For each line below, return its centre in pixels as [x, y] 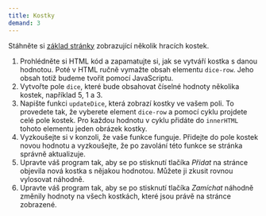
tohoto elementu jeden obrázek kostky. [83, 129]
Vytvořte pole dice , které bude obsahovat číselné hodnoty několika [129, 86]
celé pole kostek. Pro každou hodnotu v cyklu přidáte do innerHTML [129, 120]
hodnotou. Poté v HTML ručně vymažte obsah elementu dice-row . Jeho [137, 69]
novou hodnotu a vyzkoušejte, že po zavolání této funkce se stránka [131, 145]
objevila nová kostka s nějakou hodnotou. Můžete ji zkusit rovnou [126, 171]
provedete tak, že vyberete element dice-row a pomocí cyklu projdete [133, 111]
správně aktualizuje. [52, 154]
